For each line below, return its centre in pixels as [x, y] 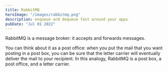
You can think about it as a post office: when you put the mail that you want [84, 48]
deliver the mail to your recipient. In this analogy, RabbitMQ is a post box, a [83, 59]
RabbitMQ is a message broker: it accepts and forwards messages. [75, 38]
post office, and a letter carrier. [38, 64]
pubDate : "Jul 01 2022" [30, 24]
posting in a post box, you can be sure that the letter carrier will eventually [83, 53]
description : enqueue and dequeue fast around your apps [67, 19]
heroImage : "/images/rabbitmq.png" [43, 15]
